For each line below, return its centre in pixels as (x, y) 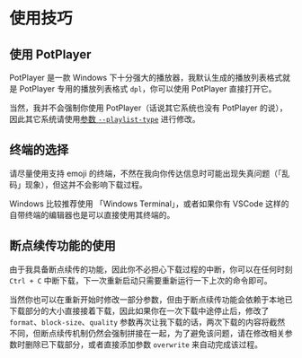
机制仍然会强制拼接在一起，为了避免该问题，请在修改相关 (178, 333)
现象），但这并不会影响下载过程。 (86, 184)
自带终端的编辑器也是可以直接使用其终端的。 (92, 214)
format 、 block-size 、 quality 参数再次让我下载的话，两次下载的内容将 (139, 322)
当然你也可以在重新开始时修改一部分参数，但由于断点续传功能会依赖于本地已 (151, 299)
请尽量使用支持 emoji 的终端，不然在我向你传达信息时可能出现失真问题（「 (146, 173)
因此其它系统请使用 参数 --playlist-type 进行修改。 (105, 119)
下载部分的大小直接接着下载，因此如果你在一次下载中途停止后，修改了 (139, 310)
